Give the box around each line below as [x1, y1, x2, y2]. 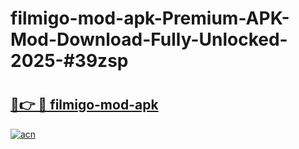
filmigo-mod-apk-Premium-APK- [10, 7, 290, 30]
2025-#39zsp [10, 50, 129, 72]
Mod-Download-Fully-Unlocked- [10, 28, 288, 51]
